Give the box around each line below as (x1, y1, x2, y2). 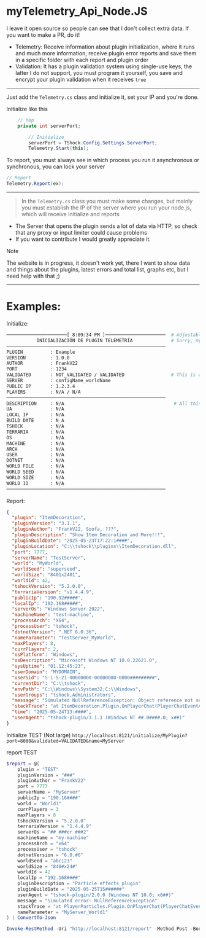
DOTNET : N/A (6, 458, 64, 464)
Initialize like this (6, 105, 48, 112)
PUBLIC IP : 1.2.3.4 (6, 383, 75, 389)
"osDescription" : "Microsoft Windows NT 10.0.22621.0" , (12, 657, 158, 664)
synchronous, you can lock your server (6, 163, 105, 170)
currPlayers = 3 (17, 806, 59, 812)
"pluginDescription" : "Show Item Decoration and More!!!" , (12, 532, 166, 538)
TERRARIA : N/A (6, 429, 64, 435)
